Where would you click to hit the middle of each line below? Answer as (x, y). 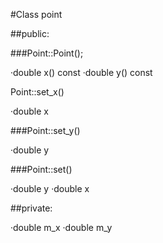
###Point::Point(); (47, 53)
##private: (31, 208)
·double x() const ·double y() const (81, 72)
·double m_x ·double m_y (61, 227)
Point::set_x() (37, 92)
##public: (30, 33)
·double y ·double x (50, 188)
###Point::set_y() (45, 130)
